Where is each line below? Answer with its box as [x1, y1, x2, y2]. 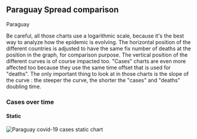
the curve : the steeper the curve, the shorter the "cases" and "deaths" [6, 76, 180, 84]
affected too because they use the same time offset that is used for [6, 64, 171, 71]
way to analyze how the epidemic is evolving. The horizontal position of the [6, 38, 191, 45]
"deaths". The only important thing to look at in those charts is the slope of [6, 70, 189, 77]
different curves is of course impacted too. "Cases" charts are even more [6, 57, 186, 64]
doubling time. [6, 83, 42, 90]
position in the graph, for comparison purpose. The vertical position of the [6, 51, 188, 58]
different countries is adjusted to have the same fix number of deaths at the [6, 45, 192, 52]
